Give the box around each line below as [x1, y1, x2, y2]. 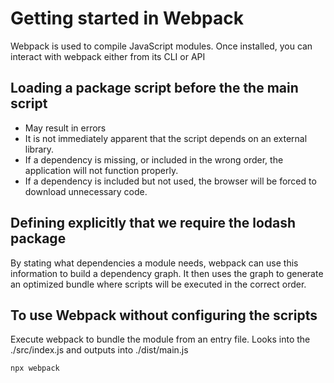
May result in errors [24, 122, 107, 134]
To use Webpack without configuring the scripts [10, 307, 318, 324]
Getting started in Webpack [10, 7, 244, 30]
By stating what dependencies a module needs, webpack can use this [10, 257, 299, 269]
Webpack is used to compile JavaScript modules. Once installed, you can [10, 40, 313, 52]
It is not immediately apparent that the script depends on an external [24, 132, 308, 144]
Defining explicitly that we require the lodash [10, 215, 297, 232]
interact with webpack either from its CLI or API [10, 50, 206, 62]
